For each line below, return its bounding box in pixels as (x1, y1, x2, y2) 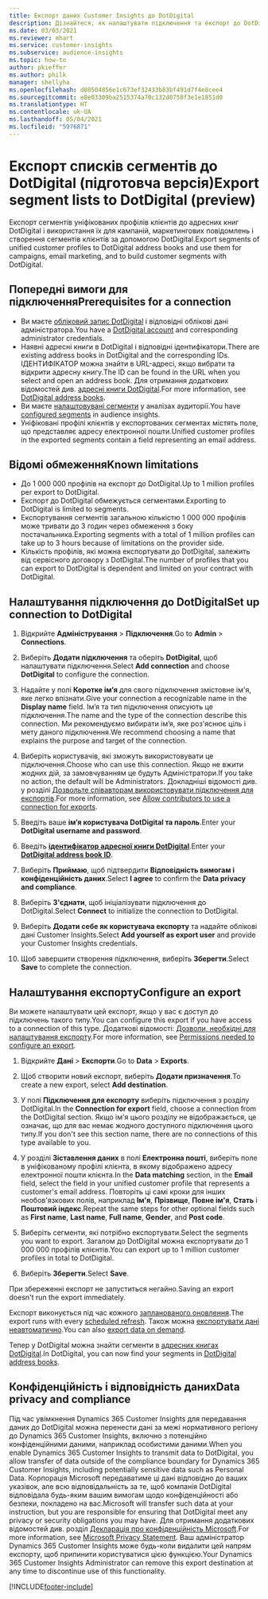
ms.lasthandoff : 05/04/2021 (9, 116, 103, 123)
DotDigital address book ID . (20, 850, 114, 860)
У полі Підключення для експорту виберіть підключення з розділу (20, 1095, 250, 1104)
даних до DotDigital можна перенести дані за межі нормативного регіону (9, 1422, 258, 1432)
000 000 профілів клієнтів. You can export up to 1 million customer (20, 1244, 239, 1254)
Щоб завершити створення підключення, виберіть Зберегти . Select (20, 954, 250, 964)
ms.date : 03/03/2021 (9, 26, 78, 34)
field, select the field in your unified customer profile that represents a (20, 1178, 250, 1188)
